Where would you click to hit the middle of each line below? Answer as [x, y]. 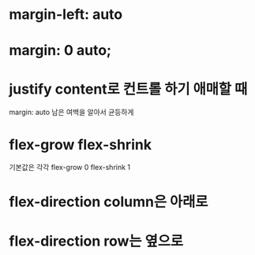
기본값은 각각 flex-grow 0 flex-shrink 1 [70, 168]
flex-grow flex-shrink [81, 144]
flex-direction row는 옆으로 [96, 241]
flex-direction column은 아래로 [109, 202]
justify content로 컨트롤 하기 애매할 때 [128, 89]
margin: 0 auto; [60, 51]
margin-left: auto [66, 15]
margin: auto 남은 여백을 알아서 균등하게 [71, 113]
